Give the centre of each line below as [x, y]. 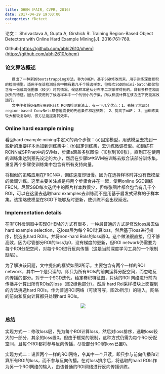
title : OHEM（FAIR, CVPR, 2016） [39, 10]
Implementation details [33, 212]
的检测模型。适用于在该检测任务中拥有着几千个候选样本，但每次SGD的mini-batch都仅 [80, 84]
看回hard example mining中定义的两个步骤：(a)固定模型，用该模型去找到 [79, 139]
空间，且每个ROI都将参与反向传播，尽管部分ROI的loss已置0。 [68, 343]
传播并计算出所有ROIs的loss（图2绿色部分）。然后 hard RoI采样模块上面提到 [82, 284]
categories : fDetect [26, 19]
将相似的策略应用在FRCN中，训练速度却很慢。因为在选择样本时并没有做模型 [82, 175]
